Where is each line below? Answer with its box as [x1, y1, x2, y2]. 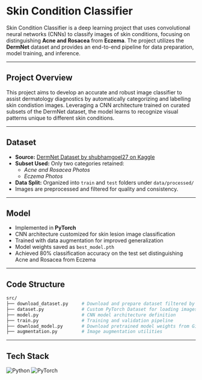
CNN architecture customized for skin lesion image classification [14, 230, 176, 238]
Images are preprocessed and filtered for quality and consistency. [14, 185, 179, 192]
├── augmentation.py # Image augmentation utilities [6, 329, 163, 335]
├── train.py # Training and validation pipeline [6, 317, 173, 323]
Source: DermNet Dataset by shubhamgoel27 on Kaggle [14, 153, 155, 161]
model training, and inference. [6, 49, 81, 57]
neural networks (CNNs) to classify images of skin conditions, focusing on [6, 30, 191, 37]
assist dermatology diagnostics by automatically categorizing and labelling [6, 95, 191, 102]
